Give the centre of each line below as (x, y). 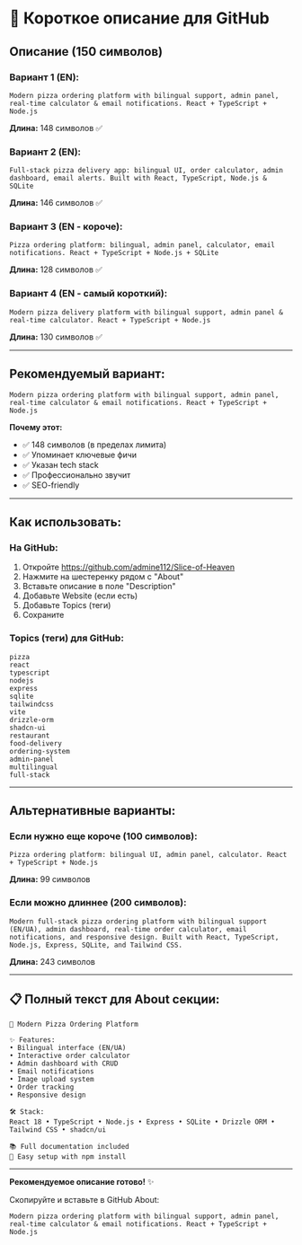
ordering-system (40, 751)
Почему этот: (36, 427)
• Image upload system (52, 1080)
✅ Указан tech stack (60, 464)
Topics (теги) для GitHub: (67, 639)
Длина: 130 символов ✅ (56, 337)
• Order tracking (42, 1087)
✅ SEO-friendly (51, 485)
